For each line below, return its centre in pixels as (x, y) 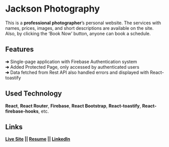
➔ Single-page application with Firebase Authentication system (71, 62)
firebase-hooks (22, 111)
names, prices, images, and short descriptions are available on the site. (79, 28)
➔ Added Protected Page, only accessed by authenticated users (72, 67)
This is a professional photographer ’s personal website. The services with (83, 23)
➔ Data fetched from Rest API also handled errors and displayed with (77, 72)
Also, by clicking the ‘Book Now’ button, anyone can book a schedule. (78, 33)
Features (19, 49)
